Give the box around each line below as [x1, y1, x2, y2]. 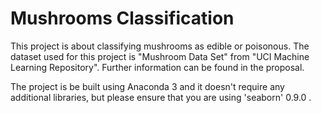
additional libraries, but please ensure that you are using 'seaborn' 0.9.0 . [10, 91, 312, 103]
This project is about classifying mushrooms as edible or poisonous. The [10, 40, 310, 52]
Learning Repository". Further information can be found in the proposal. [10, 61, 305, 73]
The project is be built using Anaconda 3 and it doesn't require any [10, 80, 285, 92]
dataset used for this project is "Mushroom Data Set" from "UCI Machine [10, 50, 310, 62]
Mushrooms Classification [10, 7, 235, 30]
